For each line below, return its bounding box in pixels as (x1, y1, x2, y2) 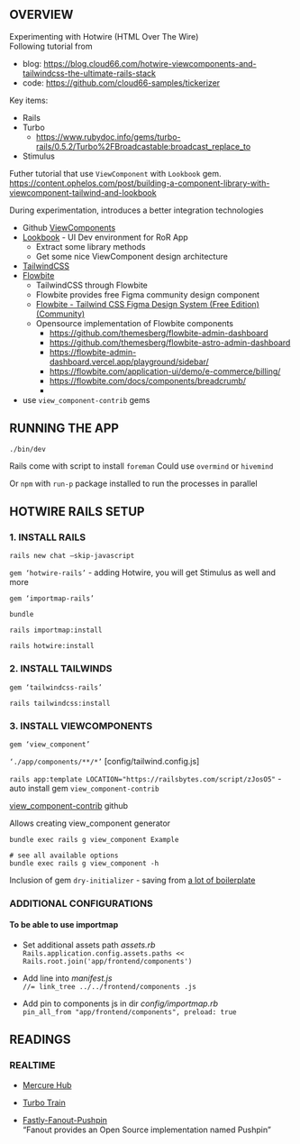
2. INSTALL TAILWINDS (9, 663, 113, 675)
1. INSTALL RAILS (9, 531, 86, 544)
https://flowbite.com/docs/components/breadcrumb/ (49, 375, 246, 386)
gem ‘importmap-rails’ (9, 594, 95, 603)
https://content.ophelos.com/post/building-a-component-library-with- (9, 178, 270, 188)
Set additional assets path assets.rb (22, 939, 156, 950)
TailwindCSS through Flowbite (35, 279, 149, 290)
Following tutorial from (9, 41, 93, 51)
